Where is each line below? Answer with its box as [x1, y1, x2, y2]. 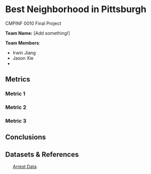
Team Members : [5, 39, 41, 46]
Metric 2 [5, 104, 26, 111]
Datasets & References [5, 150, 79, 159]
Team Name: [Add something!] [5, 30, 70, 36]
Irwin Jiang [12, 50, 36, 56]
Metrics [5, 75, 30, 84]
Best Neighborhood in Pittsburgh [5, 4, 147, 15]
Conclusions [5, 133, 46, 142]
